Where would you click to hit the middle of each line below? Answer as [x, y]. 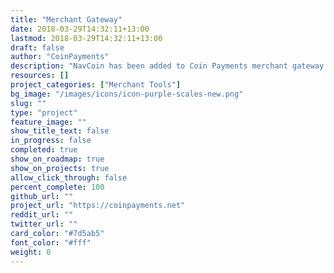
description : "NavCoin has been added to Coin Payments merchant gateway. [169, 66]
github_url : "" [42, 196]
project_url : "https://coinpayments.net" [98, 206]
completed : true [44, 150]
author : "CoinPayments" [60, 57]
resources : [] [40, 76]
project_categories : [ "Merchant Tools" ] [96, 85]
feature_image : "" [48, 122]
